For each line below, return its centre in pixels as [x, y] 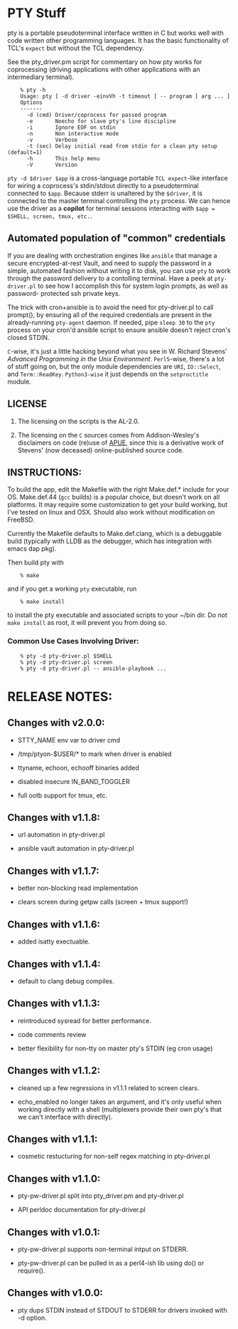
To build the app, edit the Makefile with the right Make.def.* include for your [118, 490]
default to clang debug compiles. [66, 981]
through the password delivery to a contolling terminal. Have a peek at [110, 278]
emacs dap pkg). [32, 549]
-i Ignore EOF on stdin [71, 127]
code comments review [52, 1034]
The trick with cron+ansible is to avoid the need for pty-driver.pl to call [110, 307]
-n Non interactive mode [72, 133]
